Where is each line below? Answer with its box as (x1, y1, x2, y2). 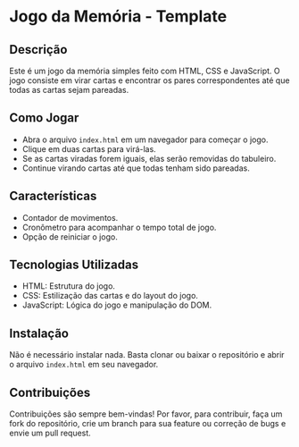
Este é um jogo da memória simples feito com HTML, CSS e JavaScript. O (9, 65, 280, 76)
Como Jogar (9, 110, 79, 126)
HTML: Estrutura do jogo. (21, 281, 116, 291)
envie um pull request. (9, 427, 91, 439)
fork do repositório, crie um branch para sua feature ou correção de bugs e (9, 418, 287, 429)
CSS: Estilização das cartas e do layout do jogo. (21, 291, 199, 301)
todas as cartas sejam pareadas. (9, 85, 129, 95)
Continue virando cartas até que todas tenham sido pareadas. (21, 163, 250, 173)
